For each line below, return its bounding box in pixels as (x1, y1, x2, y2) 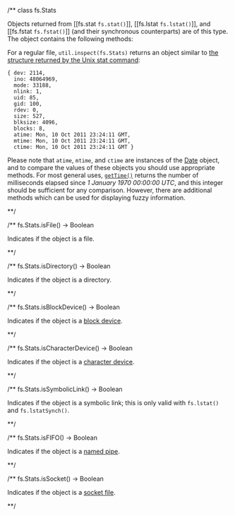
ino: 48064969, (13, 76, 59, 83)
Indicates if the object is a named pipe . (7, 448, 120, 455)
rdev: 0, (13, 107, 40, 114)
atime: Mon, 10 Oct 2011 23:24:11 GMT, (13, 131, 131, 138)
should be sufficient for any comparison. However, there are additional (7, 186, 212, 194)
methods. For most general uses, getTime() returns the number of (7, 171, 199, 179)
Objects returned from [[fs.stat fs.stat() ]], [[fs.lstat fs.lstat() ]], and (7, 20, 211, 28)
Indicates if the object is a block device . (7, 317, 123, 325)
